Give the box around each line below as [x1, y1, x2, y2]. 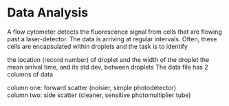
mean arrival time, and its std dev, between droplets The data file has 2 [7, 63, 208, 71]
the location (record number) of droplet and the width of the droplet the [7, 55, 210, 63]
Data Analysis [7, 5, 89, 21]
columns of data [7, 70, 54, 78]
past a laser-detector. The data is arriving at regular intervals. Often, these [7, 34, 217, 43]
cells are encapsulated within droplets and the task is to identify [7, 42, 188, 50]
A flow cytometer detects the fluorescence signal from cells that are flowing [7, 28, 222, 36]
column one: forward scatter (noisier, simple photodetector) [7, 83, 177, 92]
